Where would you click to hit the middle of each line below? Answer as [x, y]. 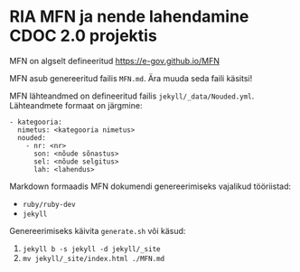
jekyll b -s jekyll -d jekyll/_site [91, 249]
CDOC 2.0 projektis [84, 36]
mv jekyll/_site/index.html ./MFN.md [94, 258]
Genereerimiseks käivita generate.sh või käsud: [98, 230]
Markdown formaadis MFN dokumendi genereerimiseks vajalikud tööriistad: [150, 186]
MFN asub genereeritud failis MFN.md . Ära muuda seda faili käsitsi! [131, 78]
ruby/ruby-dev [49, 204]
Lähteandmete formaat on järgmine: [76, 105]
